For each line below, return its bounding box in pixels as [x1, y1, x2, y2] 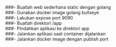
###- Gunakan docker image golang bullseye [5, 9, 99, 15]
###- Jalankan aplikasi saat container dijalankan [5, 31, 106, 36]
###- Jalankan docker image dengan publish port [5, 36, 108, 42]
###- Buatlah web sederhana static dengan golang [5, 4, 111, 10]
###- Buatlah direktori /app [5, 20, 62, 26]
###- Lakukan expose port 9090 [5, 15, 73, 20]
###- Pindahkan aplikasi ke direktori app [5, 25, 90, 31]
